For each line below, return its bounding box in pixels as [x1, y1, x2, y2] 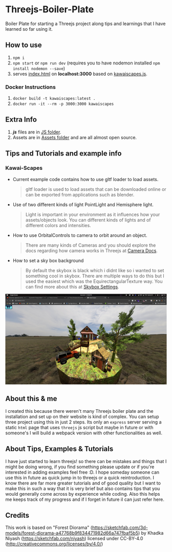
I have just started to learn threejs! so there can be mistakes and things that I [5, 458, 167, 464]
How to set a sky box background [12, 257, 84, 263]
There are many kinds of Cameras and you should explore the [25, 242, 156, 248]
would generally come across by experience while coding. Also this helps [5, 491, 160, 497]
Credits [5, 511, 30, 520]
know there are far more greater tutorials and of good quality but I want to [5, 480, 161, 486]
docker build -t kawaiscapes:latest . [12, 96, 96, 101]
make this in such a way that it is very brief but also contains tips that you [5, 485, 160, 492]
